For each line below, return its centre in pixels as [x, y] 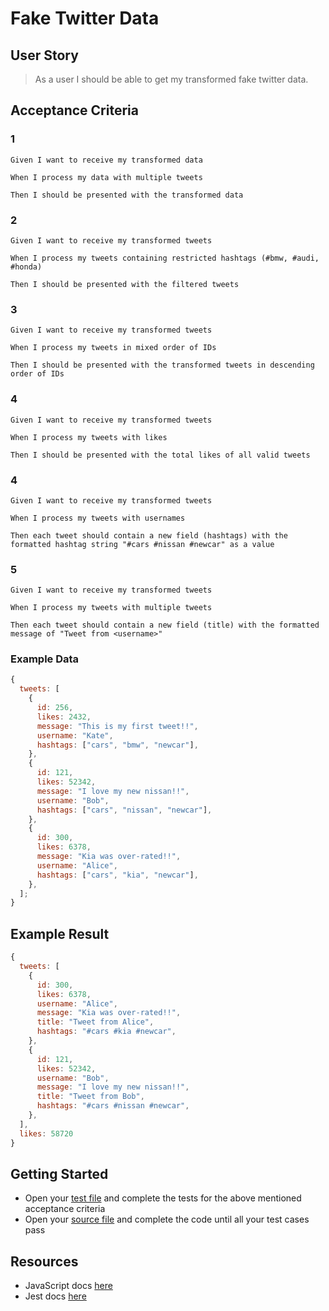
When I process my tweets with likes [89, 437]
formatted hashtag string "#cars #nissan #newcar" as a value [142, 544]
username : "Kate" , [75, 735]
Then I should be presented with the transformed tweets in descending [162, 365]
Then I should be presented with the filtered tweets [125, 284]
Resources [44, 1261]
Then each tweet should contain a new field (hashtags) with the [149, 535]
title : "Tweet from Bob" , [90, 1097]
